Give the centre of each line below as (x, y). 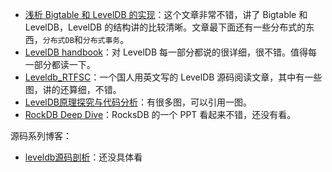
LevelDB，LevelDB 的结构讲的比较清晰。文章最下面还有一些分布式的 (165, 27)
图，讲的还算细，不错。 (73, 89)
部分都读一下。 (64, 64)
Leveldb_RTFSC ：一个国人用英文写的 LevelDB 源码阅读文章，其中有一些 (173, 77)
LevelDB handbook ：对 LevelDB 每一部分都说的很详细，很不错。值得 (166, 52)
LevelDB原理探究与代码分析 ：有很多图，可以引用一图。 (138, 102)
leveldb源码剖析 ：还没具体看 (83, 157)
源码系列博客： (41, 136)
